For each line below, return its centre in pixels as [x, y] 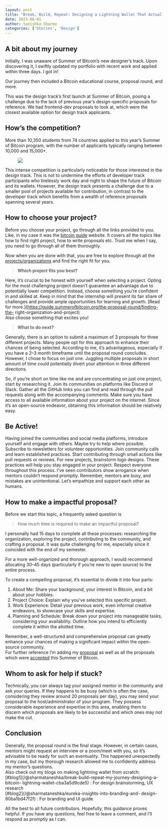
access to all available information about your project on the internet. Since [82, 400]
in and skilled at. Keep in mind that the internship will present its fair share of [84, 296]
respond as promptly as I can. [36, 819]
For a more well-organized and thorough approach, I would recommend [79, 559]
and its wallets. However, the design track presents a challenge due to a [79, 186]
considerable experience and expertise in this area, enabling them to [76, 707]
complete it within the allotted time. [48, 627]
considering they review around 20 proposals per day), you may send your [82, 696]
